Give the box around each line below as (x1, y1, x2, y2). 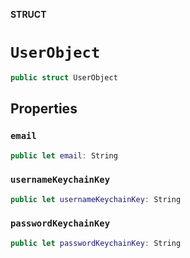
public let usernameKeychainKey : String (10, 194, 182, 204)
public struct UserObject (10, 72, 118, 83)
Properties (10, 100, 78, 118)
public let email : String (10, 150, 118, 161)
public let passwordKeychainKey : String (10, 238, 182, 248)
